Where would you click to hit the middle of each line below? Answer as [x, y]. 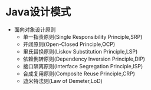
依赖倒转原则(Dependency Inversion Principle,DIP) [84, 59]
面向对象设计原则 [35, 29]
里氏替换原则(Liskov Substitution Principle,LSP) [80, 51]
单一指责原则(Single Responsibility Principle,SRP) [83, 36]
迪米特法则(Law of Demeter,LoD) [63, 81]
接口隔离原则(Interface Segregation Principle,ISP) [83, 66]
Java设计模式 [38, 12]
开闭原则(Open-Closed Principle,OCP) [69, 44]
